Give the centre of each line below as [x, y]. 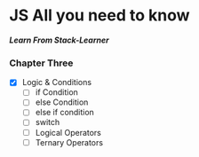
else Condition [62, 102]
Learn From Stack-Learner [59, 40]
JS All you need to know [99, 16]
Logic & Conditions [56, 82]
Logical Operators [68, 132]
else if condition [65, 113]
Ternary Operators [69, 142]
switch [48, 122]
